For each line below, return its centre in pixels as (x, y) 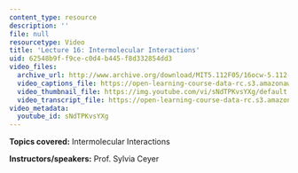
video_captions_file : (57, 83)
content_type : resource (53, 17)
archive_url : (41, 75)
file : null (29, 34)
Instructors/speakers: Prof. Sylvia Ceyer (84, 159)
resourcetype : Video (47, 42)
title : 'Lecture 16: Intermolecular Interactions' (105, 51)
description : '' (39, 26)
